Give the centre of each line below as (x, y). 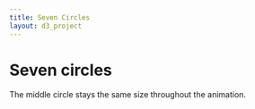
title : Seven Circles (50, 17)
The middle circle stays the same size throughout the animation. (128, 95)
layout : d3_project (46, 26)
